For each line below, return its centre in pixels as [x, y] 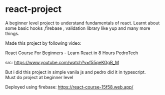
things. [12, 33]
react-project [33, 9]
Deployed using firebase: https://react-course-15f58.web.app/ [69, 87]
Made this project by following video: [43, 43]
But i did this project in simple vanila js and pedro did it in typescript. [75, 72]
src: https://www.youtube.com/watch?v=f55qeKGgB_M [62, 62]
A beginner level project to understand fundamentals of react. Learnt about [82, 23]
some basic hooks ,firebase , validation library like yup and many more [78, 28]
